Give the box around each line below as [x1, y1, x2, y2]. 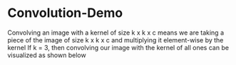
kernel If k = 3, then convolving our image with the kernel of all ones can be [7, 43, 230, 52]
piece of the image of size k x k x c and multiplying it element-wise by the [7, 35, 224, 44]
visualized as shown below [7, 51, 87, 59]
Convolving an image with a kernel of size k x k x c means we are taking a [7, 28, 225, 37]
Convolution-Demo [7, 5, 123, 21]
